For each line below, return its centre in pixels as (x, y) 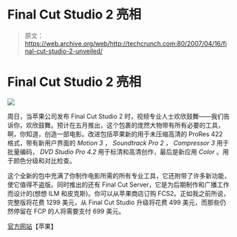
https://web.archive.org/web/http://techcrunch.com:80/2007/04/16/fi (126, 43)
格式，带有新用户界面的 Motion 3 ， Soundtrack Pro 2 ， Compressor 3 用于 (118, 143)
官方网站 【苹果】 (32, 226)
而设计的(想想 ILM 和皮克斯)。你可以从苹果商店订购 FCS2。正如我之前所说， (118, 193)
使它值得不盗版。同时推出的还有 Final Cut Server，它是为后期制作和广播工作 (118, 184)
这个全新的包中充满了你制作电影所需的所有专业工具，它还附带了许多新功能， (119, 175)
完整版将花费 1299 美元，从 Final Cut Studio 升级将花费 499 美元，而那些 (114, 202)
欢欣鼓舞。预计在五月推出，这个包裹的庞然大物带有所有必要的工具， (125, 125)
